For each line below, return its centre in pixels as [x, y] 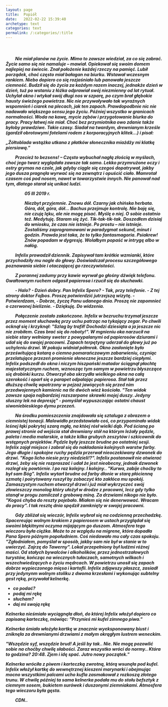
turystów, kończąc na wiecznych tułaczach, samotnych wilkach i [75, 557]
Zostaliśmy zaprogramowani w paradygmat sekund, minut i [88, 229]
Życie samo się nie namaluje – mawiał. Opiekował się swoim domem [78, 64]
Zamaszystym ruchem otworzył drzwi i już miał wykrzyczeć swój [75, 484]
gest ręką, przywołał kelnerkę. [38, 578]
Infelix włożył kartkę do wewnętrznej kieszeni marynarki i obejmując [78, 669]
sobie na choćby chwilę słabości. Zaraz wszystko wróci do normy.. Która [83, 649]
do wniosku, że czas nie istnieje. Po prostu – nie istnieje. [84, 224]
